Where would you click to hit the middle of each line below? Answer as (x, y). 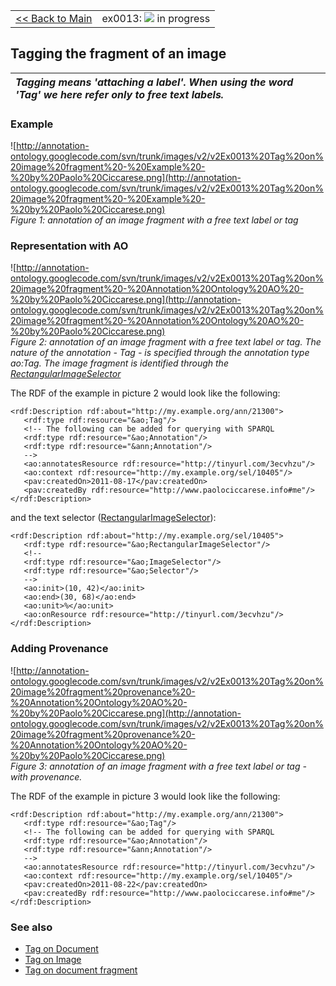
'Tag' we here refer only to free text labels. (120, 94)
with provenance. (46, 776)
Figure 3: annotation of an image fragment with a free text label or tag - (158, 766)
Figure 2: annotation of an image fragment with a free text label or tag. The (166, 342)
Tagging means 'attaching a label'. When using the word (154, 82)
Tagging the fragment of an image (118, 54)
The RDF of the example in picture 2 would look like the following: (145, 393)
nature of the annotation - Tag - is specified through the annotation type (160, 353)
